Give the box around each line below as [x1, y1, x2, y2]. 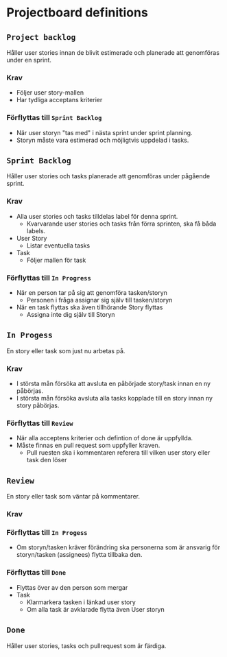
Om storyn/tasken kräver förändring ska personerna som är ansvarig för [16, 543, 221, 551]
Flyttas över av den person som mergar [16, 583, 128, 591]
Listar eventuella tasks [26, 241, 91, 250]
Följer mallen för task [26, 256, 86, 264]
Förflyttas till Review [6, 418, 73, 428]
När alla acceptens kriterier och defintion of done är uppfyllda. [16, 434, 193, 442]
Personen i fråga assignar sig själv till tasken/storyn [26, 296, 173, 304]
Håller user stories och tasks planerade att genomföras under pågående [6, 172, 211, 180]
